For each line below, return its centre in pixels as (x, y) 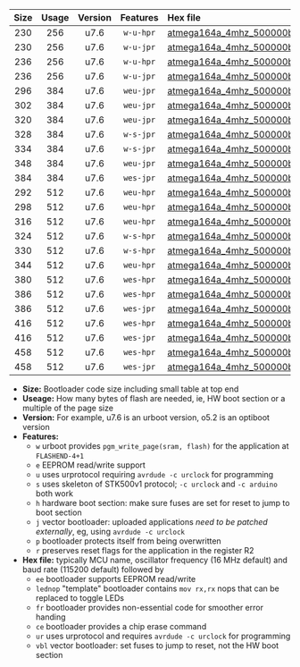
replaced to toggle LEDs (80, 598)
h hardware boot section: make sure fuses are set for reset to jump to (162, 503)
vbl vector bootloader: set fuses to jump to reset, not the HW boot (157, 646)
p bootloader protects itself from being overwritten (128, 541)
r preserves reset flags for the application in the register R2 (145, 550)
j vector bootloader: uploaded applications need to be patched (151, 522)
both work (54, 494)
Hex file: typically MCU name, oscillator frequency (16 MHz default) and (155, 560)
